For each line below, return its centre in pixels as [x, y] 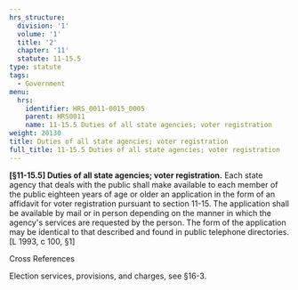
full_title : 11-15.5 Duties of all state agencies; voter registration [145, 149]
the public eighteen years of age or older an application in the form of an [142, 194]
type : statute [36, 68]
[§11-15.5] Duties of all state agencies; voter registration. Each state [136, 175]
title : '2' [37, 42]
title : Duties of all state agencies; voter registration [119, 141]
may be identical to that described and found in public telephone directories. [149, 231]
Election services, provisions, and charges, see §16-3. [108, 276]
